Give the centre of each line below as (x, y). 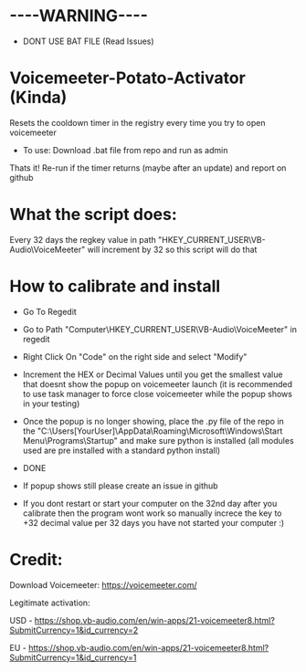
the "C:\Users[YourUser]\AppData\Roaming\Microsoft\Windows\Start (153, 431)
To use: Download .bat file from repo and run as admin (125, 150)
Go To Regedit (50, 311)
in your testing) (51, 404)
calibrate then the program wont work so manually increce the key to (152, 513)
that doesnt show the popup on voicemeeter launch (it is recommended (157, 383)
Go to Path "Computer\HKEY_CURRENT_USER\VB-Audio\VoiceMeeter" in (159, 329)
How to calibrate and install (115, 286)
